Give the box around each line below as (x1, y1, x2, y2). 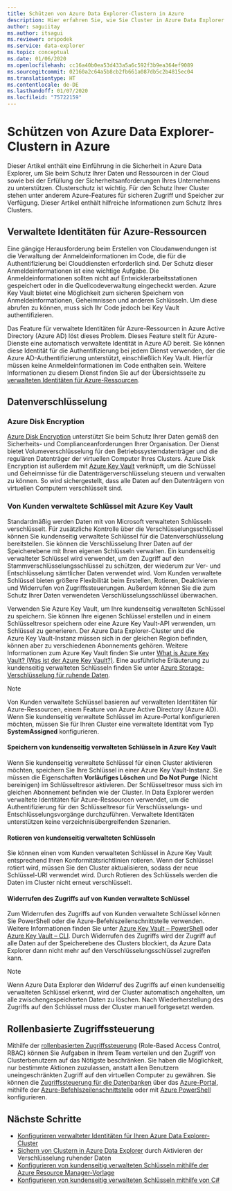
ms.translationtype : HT (7, 74, 76, 82)
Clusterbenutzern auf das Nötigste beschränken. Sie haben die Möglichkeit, (7, 1056, 224, 1065)
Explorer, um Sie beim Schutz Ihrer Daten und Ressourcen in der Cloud (7, 169, 209, 177)
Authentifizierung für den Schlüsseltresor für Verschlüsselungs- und (7, 802, 202, 811)
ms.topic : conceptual (7, 49, 70, 56)
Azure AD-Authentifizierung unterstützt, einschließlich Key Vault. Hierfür (7, 353, 213, 362)
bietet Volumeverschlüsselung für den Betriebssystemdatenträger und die (7, 447, 218, 455)
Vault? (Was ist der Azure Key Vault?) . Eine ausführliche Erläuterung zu (7, 656, 210, 664)
